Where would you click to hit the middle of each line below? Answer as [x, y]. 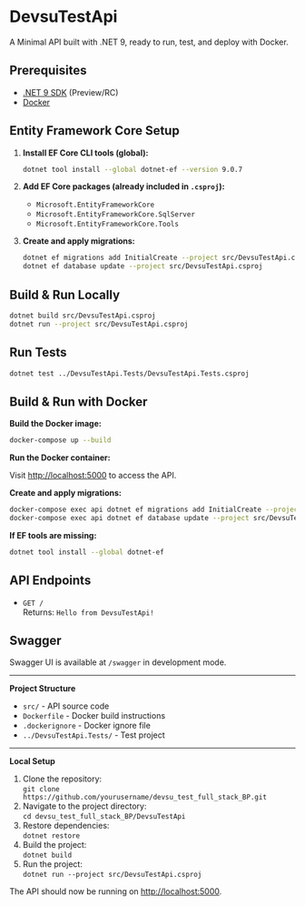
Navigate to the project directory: [84, 806]
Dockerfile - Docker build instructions [94, 716]
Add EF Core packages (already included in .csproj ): [123, 186]
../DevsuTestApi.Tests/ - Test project [93, 735]
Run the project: [53, 864]
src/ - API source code [66, 706]
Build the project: [54, 845]
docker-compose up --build [60, 440]
